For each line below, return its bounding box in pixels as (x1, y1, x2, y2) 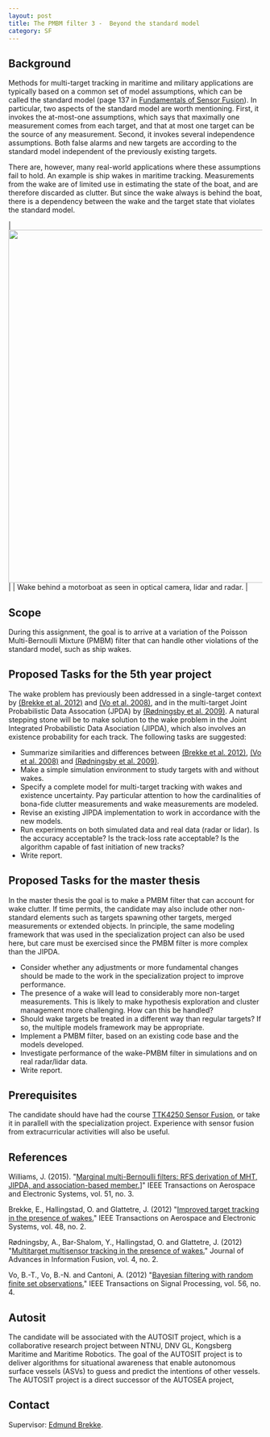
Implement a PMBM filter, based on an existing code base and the (19, 1030, 239, 1041)
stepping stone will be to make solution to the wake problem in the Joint (8, 715, 247, 725)
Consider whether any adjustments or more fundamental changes (19, 962, 239, 972)
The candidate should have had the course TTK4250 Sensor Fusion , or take (8, 1110, 260, 1120)
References (8, 1151, 68, 1164)
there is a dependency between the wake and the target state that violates (8, 197, 255, 207)
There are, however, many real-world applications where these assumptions (8, 162, 261, 172)
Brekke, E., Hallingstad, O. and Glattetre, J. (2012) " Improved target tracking (8, 1205, 260, 1214)
